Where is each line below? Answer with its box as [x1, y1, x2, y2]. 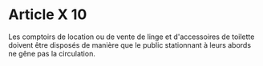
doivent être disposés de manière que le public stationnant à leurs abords [8, 40, 251, 49]
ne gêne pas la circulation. [8, 49, 96, 58]
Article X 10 [8, 6, 87, 24]
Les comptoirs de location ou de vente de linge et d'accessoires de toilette [8, 32, 255, 41]
